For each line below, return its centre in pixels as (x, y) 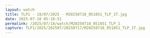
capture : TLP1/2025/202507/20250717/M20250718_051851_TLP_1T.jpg (75, 28)
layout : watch (20, 10)
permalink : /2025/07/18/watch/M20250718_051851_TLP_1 (63, 23)
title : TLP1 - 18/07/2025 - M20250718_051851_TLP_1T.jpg (66, 14)
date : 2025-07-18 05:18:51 (33, 19)
